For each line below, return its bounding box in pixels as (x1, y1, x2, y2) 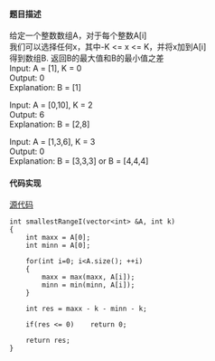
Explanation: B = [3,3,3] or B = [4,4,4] (9, 156, 149, 166)
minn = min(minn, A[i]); (42, 280, 136, 290)
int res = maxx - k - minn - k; (25, 304, 147, 314)
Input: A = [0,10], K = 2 (9, 100, 93, 110)
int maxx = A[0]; (25, 233, 91, 242)
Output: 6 (9, 109, 45, 120)
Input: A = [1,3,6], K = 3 (9, 137, 96, 147)
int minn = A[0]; (25, 241, 91, 251)
